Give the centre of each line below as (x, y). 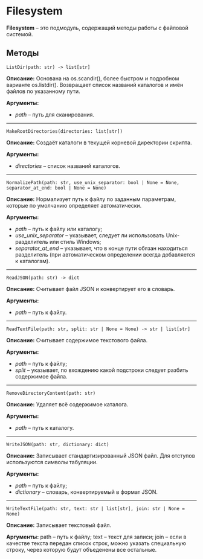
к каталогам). (32, 261)
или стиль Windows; (75, 241)
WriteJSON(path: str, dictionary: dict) (58, 444)
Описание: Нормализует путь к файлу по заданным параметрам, (91, 199)
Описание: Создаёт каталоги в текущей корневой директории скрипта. (99, 142)
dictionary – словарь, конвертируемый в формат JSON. (86, 492)
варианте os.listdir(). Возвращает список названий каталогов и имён (95, 85)
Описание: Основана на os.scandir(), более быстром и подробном (93, 78)
